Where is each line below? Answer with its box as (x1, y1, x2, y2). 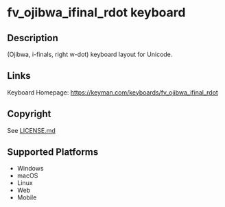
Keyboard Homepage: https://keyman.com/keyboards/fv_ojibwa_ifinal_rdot (7, 88, 218, 97)
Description (7, 32, 58, 44)
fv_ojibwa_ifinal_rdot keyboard (7, 5, 186, 21)
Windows (16, 165, 44, 173)
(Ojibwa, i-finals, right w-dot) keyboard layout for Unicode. (7, 50, 173, 58)
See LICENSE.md (7, 126, 56, 134)
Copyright (7, 108, 51, 120)
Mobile (16, 193, 37, 202)
